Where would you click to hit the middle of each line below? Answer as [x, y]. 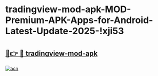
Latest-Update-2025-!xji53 [65, 31]
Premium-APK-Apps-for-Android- [79, 20]
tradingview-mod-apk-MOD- [68, 9]
